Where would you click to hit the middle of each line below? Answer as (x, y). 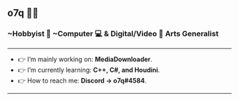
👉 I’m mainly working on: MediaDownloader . (85, 59)
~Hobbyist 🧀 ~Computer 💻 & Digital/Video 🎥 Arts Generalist (113, 34)
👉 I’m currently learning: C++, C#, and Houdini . (89, 70)
